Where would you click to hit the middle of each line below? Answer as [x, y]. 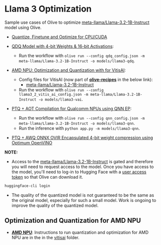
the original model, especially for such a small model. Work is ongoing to [84, 200]
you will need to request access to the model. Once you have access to [83, 167]
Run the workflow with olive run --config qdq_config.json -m [82, 55]
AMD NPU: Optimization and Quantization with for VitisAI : [69, 70]
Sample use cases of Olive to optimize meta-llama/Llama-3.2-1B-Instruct [77, 22]
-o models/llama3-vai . [61, 99]
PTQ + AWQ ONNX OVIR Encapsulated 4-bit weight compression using [82, 138]
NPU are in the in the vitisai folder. [45, 237]
